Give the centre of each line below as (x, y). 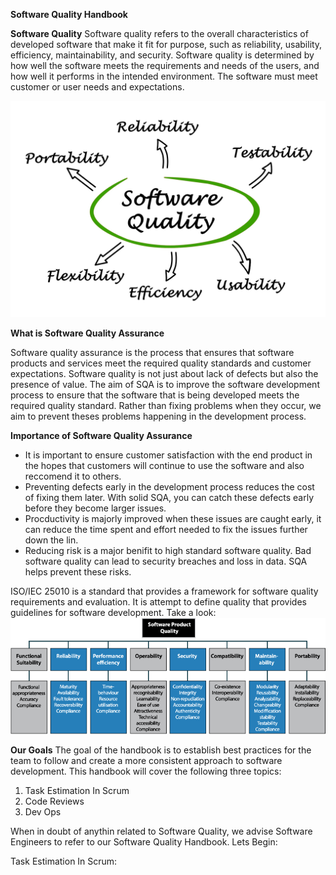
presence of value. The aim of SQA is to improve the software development (165, 384)
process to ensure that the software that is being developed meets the (155, 395)
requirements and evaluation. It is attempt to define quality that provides (158, 601)
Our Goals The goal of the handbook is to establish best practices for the (161, 750)
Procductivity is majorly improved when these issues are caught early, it (173, 518)
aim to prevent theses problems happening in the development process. (158, 416)
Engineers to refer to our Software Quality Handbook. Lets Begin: (144, 842)
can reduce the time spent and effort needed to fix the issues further (166, 529)
